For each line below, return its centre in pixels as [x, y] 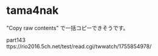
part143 [16, 40]
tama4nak [33, 11]
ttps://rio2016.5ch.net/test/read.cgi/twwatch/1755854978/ [79, 46]
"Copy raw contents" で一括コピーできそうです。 [67, 28]
